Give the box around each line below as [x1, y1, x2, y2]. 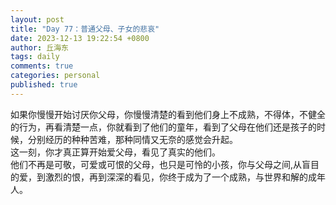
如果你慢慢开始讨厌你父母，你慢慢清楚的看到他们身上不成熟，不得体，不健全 [10, 108, 326, 120]
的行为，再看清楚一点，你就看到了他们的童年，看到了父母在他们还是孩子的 [10, 121, 317, 133]
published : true [10, 80, 78, 90]
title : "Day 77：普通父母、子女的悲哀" [10, 24, 160, 34]
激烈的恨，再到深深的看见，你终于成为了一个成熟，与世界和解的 [44, 171, 308, 183]
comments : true [10, 61, 74, 71]
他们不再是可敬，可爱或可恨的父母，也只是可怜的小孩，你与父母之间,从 [10, 158, 303, 170]
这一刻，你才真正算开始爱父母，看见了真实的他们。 [10, 146, 221, 158]
